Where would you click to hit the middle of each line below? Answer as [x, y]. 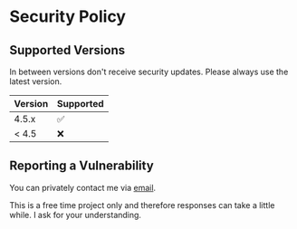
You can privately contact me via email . [83, 187]
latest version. [36, 81]
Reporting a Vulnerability [81, 166]
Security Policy [68, 17]
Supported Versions [67, 50]
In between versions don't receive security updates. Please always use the [149, 72]
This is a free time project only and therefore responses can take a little [142, 205]
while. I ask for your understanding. [76, 215]
